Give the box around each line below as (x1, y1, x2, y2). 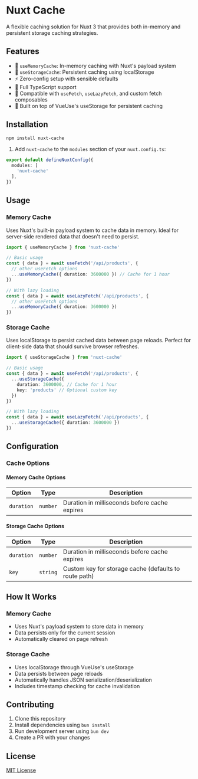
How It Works (6, 592, 57, 602)
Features (6, 47, 39, 57)
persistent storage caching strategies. (6, 29, 98, 36)
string (39, 569, 58, 575)
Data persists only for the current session (14, 629, 115, 636)
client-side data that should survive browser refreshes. (6, 343, 140, 350)
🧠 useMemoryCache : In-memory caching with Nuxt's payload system (14, 62, 177, 69)
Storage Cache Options (6, 523, 65, 530)
